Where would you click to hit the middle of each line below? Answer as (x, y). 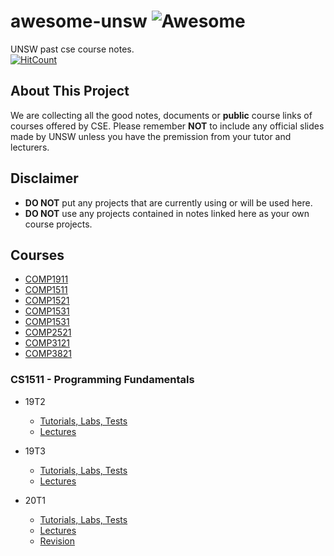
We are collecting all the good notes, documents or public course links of (161, 115)
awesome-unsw (79, 21)
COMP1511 (46, 290)
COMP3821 (48, 354)
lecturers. (30, 147)
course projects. (58, 224)
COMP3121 (47, 343)
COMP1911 (46, 279)
